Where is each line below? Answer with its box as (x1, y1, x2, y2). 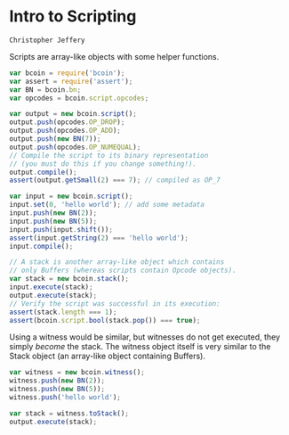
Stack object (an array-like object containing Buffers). (9, 350, 206, 362)
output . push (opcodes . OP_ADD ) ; (9, 127, 122, 135)
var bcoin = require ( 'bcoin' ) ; (9, 69, 125, 78)
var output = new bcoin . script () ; (9, 110, 138, 119)
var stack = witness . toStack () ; (9, 408, 129, 418)
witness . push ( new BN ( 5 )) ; (9, 385, 105, 394)
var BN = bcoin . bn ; (9, 85, 82, 94)
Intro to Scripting (9, 6, 137, 27)
